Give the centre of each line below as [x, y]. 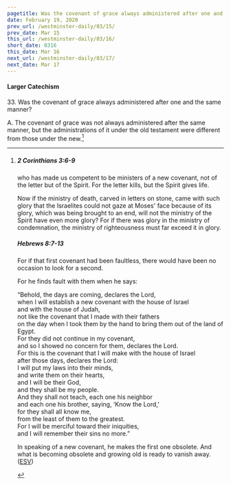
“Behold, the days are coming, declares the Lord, [86, 295]
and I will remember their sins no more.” [74, 433]
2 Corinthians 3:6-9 [46, 161]
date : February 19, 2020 [43, 20]
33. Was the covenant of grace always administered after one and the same [114, 102]
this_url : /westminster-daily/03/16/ [61, 39]
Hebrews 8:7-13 [40, 244]
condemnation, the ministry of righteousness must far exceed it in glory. [119, 228]
